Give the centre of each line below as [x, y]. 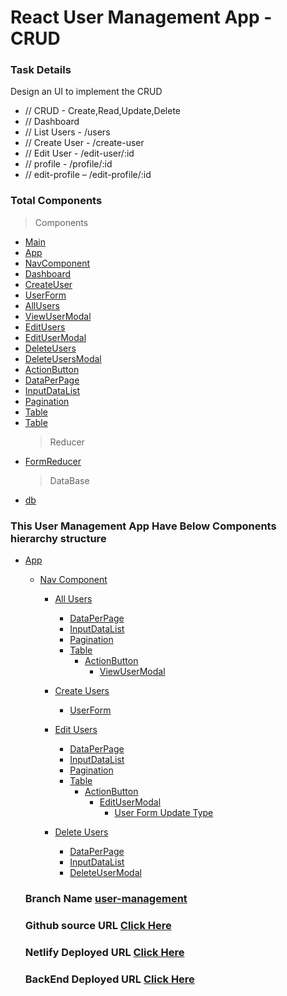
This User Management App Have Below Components [143, 526]
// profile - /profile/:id [68, 164]
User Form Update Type [164, 813]
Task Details [41, 70]
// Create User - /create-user [84, 143]
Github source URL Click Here [98, 925]
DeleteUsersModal [63, 358]
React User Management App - [141, 17]
